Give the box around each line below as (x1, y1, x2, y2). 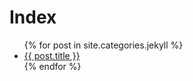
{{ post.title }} (23, 49, 81, 61)
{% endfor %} (23, 60, 82, 72)
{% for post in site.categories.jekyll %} (23, 39, 184, 51)
